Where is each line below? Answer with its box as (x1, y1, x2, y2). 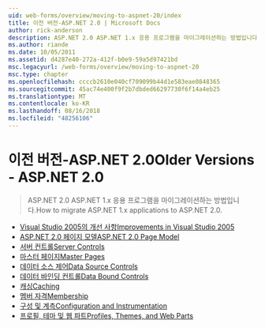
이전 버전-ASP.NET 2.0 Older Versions (8, 151, 255, 169)
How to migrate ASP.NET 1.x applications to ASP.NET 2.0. (35, 205, 223, 214)
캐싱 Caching (19, 281, 61, 291)
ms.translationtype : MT (8, 92, 87, 100)
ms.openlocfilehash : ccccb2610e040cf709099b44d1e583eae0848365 (8, 77, 221, 85)
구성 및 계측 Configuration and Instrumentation (19, 301, 168, 311)
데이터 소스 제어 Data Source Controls (19, 262, 138, 271)
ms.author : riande (8, 41, 69, 49)
